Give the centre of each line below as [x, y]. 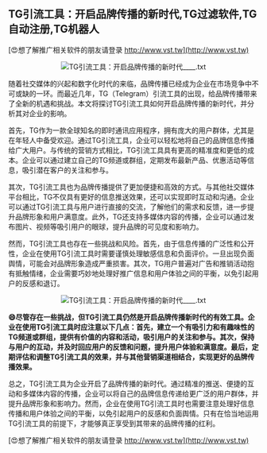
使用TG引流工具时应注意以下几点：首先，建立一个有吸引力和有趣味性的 [138, 327]
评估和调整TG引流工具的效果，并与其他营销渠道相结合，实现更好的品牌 [131, 357]
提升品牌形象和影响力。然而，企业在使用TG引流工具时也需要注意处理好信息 [132, 403]
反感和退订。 [43, 283]
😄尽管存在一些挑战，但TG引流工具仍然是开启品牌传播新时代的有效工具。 [128, 317]
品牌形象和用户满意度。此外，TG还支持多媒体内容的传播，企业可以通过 [131, 216]
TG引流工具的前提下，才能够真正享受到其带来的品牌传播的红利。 [114, 423]
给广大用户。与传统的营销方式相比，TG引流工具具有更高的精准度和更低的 [128, 150]
